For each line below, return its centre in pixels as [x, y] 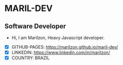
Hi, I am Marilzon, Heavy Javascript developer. [58, 38]
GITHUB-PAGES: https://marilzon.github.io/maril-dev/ [65, 47]
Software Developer [35, 26]
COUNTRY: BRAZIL [31, 58]
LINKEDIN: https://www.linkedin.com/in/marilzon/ [61, 52]
